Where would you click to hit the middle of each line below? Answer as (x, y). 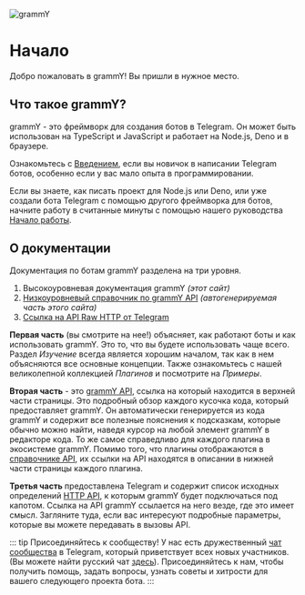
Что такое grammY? (68, 105)
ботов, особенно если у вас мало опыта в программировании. (132, 173)
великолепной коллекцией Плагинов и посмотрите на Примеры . (136, 373)
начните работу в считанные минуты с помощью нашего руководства (147, 210)
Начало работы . (41, 219)
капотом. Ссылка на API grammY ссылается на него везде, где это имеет (152, 505)
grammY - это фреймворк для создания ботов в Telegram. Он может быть (153, 126)
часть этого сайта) (60, 307)
